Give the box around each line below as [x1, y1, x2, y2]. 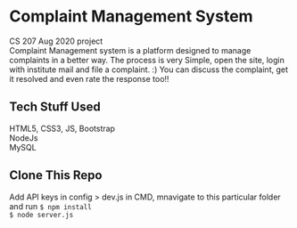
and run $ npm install [9, 200, 92, 211]
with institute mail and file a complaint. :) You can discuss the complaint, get [9, 64, 288, 75]
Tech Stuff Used [9, 100, 101, 115]
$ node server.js [9, 210, 74, 219]
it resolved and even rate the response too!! [9, 73, 169, 84]
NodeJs [9, 132, 38, 143]
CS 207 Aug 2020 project [9, 36, 103, 46]
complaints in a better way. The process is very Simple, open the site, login [9, 54, 285, 65]
